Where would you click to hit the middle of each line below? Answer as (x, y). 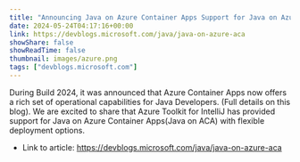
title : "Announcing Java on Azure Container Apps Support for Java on (143, 17)
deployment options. (47, 130)
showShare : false (42, 42)
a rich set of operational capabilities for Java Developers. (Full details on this (150, 101)
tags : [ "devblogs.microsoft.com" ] (74, 68)
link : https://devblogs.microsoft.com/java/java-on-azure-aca (127, 34)
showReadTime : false (48, 51)
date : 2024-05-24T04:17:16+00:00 (71, 26)
